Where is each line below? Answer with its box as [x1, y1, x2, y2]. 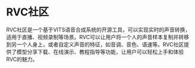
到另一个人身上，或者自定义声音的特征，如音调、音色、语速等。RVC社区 [6, 41, 184, 48]
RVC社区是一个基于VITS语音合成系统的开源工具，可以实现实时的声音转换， [6, 26, 191, 33]
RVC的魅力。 [6, 56, 38, 63]
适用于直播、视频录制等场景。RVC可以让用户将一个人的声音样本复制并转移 [6, 33, 190, 40]
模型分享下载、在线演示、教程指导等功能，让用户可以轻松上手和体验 [16, 48, 184, 55]
